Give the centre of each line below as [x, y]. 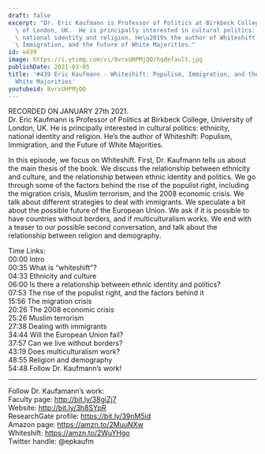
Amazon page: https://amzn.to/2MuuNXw [76, 425]
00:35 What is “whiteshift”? [52, 268]
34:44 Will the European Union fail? [66, 335]
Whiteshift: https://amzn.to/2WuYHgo [69, 433]
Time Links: [27, 251]
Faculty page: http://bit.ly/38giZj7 [62, 400]
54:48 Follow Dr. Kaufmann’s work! [65, 369]
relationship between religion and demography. [85, 236]
